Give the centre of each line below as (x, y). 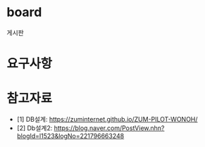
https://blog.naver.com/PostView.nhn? (109, 128)
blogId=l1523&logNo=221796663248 (70, 136)
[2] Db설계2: (35, 128)
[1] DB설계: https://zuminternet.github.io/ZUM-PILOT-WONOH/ (107, 120)
